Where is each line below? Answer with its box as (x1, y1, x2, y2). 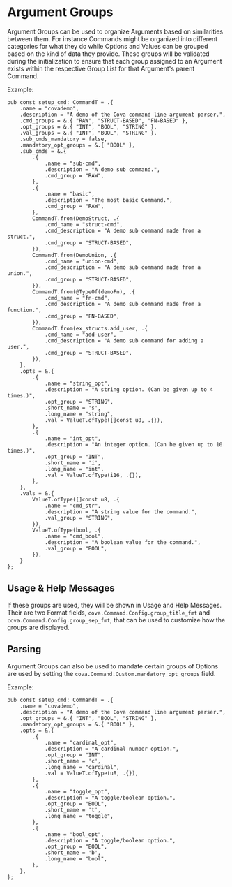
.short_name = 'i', (44, 459, 101, 467)
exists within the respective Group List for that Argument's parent (7, 64, 195, 73)
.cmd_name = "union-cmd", (44, 258, 120, 265)
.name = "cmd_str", (44, 502, 101, 509)
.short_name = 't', (44, 806, 101, 814)
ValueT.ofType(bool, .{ (32, 527, 101, 534)
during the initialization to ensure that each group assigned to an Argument (7, 57, 222, 65)
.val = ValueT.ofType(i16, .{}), (44, 471, 141, 478)
